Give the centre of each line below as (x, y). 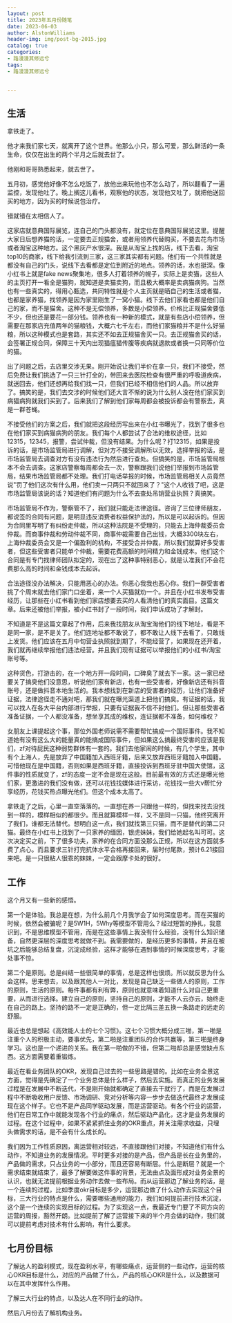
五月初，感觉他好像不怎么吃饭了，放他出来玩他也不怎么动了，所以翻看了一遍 (116, 184)
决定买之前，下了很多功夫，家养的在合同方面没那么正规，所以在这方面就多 (119, 841)
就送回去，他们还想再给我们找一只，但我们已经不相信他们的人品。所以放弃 (113, 384)
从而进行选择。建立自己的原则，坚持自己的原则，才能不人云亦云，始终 (119, 999)
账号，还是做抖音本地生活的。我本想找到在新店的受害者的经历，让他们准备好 (116, 691)
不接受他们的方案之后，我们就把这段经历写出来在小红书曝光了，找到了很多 (113, 424)
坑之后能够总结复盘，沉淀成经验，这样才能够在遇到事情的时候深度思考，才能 (116, 950)
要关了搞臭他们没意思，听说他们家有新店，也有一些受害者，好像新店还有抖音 (116, 682)
